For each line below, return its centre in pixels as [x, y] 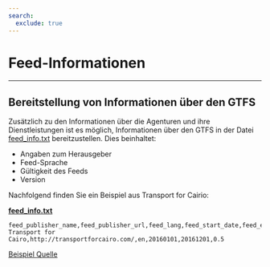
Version [33, 180]
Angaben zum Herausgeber [66, 154]
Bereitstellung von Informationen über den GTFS [132, 102]
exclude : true [39, 23]
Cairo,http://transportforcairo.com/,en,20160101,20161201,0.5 [117, 240]
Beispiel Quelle [33, 254]
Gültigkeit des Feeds [54, 171]
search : [21, 16]
